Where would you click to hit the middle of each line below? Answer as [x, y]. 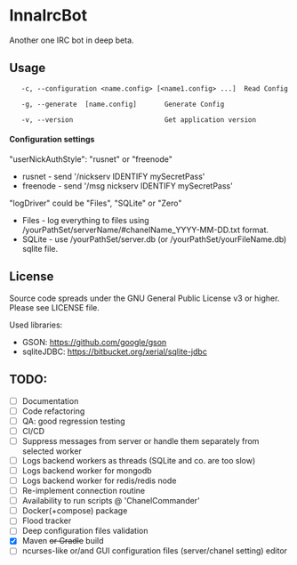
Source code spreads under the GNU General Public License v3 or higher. [144, 298]
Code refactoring [53, 411]
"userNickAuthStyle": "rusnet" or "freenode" [91, 159]
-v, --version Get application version [138, 120]
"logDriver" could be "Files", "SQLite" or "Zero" [96, 203]
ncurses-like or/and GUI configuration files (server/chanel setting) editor [154, 551]
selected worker [52, 451]
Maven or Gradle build [63, 541]
